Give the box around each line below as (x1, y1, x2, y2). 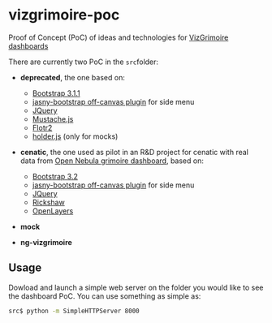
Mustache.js (32, 114, 74, 123)
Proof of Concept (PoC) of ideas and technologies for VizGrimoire (8, 32, 229, 42)
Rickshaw (32, 197, 65, 207)
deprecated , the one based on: (19, 72, 126, 82)
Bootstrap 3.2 (32, 171, 79, 181)
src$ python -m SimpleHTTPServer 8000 (8, 307, 140, 315)
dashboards (8, 41, 49, 50)
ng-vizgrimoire (19, 237, 73, 247)
